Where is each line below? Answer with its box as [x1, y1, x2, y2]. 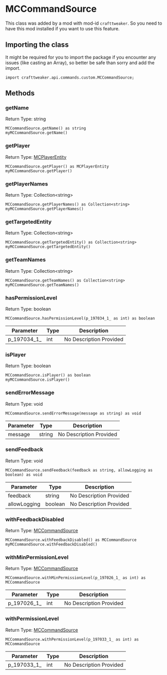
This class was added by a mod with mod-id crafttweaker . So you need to [5, 20, 162, 26]
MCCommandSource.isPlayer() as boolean [5, 373, 91, 378]
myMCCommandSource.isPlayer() [5, 377, 70, 383]
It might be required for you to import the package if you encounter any [5, 54, 156, 60]
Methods [5, 89, 35, 98]
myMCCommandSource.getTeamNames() [5, 282, 80, 288]
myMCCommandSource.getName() [5, 130, 68, 136]
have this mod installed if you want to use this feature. [5, 25, 120, 31]
